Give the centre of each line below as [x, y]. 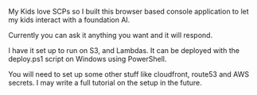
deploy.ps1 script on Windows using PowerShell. [88, 59]
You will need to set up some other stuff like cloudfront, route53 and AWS [128, 74]
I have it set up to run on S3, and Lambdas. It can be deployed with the [124, 50]
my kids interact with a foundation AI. [69, 20]
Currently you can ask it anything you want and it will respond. [111, 35]
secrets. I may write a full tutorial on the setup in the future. [105, 83]
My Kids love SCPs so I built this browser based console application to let [128, 11]
